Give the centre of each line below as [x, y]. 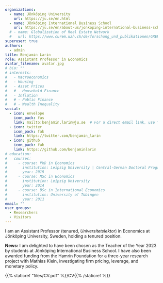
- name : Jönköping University [40, 14]
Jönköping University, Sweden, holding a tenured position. [64, 236]
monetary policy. [22, 266]
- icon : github [25, 141]
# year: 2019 [25, 172]
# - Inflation [21, 95]
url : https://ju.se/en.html [42, 18]
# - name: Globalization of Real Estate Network [59, 32]
